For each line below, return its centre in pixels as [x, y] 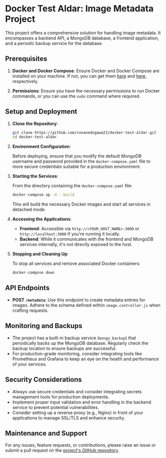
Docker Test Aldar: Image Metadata [80, 9]
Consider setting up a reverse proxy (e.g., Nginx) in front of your [78, 413]
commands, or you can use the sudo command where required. [76, 96]
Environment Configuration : [41, 147]
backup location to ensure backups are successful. [64, 348]
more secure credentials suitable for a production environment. [77, 167]
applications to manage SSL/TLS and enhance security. [69, 417]
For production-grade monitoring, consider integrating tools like [77, 353]
